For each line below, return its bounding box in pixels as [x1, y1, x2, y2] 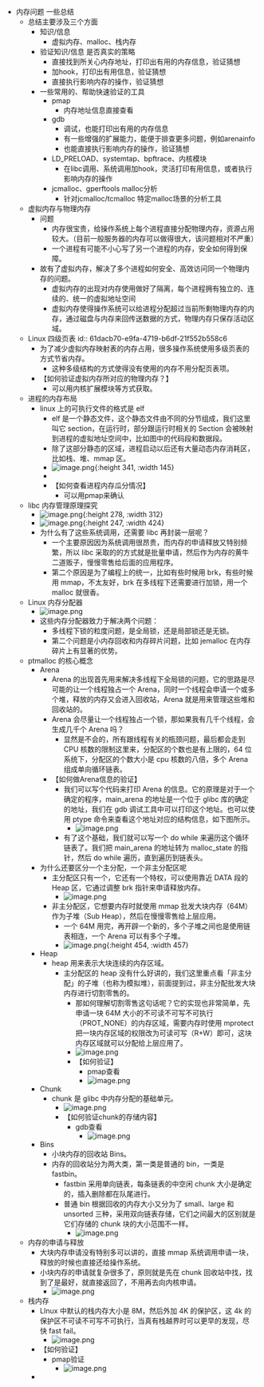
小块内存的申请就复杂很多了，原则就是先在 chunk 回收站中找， [39, 1268, 246, 1277]
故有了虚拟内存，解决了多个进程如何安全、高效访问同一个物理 [39, 264, 243, 273]
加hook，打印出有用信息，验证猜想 [51, 67, 166, 76]
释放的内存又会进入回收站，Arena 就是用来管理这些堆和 [73, 695, 255, 703]
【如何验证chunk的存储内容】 [63, 1112, 161, 1122]
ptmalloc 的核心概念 [27, 656, 93, 665]
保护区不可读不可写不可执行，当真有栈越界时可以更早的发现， [39, 1316, 243, 1325]
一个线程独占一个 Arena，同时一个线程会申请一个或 [79, 684, 249, 694]
